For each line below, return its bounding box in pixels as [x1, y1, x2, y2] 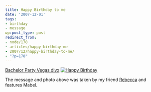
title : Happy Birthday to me [5, 7, 66, 12]
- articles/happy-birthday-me [5, 44, 68, 49]
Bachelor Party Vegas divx [5, 67, 60, 73]
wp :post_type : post [5, 30, 46, 35]
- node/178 [5, 40, 28, 45]
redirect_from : [5, 35, 37, 40]
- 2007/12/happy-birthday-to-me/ [5, 49, 75, 54]
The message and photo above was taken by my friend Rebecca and [5, 77, 147, 83]
